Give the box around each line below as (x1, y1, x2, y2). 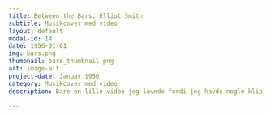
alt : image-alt (8, 65, 60, 73)
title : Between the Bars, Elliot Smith (8, 11, 144, 20)
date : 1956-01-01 (8, 42, 67, 50)
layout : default (8, 27, 63, 35)
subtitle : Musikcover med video (8, 19, 118, 28)
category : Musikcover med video (8, 79, 118, 87)
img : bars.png (8, 49, 57, 57)
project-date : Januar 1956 (8, 72, 100, 80)
